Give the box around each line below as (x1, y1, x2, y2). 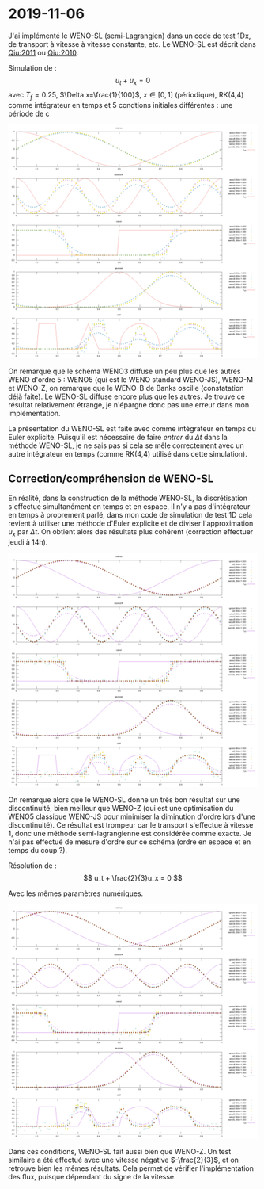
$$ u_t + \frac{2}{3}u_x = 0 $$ (83, 874, 183, 883)
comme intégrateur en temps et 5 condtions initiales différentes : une (8, 100, 233, 109)
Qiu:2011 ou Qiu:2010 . (8, 48, 79, 57)
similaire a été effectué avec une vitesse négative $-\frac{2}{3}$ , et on (8, 1155, 239, 1164)
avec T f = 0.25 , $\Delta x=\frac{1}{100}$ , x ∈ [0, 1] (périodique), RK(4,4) (8, 90, 244, 101)
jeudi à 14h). (8, 537, 48, 547)
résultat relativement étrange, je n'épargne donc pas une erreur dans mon (8, 400, 250, 410)
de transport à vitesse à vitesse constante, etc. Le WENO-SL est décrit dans (8, 39, 257, 48)
